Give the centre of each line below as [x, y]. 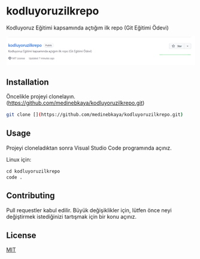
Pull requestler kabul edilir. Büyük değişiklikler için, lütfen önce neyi [89, 210]
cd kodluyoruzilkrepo [33, 171]
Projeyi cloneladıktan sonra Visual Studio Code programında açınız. [89, 148]
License [21, 235]
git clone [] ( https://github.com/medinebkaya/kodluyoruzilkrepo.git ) [95, 115]
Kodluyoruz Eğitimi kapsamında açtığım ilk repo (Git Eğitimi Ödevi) [87, 28]
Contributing [31, 196]
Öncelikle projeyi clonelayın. [41, 97]
